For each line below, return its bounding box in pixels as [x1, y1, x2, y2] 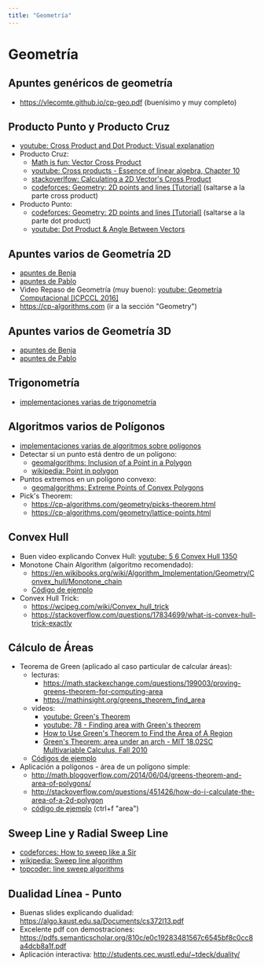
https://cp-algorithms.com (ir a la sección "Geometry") [19, 302, 198, 311]
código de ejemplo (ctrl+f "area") [31, 803, 139, 814]
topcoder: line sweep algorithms [19, 864, 124, 873]
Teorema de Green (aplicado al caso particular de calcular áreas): [19, 662, 233, 671]
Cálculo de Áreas [8, 641, 94, 654]
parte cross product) [31, 191, 98, 200]
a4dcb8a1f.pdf [19, 941, 67, 950]
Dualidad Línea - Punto [8, 887, 122, 900]
